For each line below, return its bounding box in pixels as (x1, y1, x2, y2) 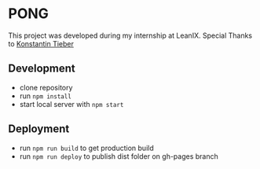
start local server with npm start (19, 99, 124, 108)
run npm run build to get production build (19, 143, 155, 152)
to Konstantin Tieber (8, 39, 75, 48)
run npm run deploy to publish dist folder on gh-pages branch (19, 151, 218, 161)
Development (8, 62, 76, 75)
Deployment (8, 123, 70, 136)
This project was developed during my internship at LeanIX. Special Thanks (8, 31, 253, 40)
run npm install (19, 91, 72, 101)
